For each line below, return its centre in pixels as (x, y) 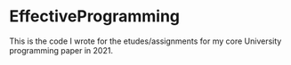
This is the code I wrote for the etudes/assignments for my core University (145, 41)
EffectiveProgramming (95, 16)
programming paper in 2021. (61, 50)
